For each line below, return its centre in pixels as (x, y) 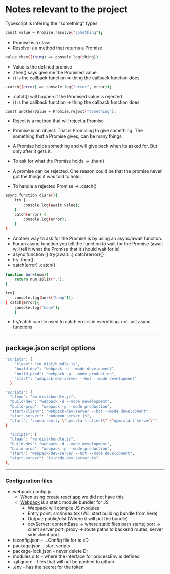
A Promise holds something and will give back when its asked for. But (85, 146)
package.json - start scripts (41, 545)
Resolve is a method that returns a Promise (57, 48)
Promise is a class (31, 42)
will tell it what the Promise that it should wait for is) (66, 249)
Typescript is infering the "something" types (51, 23)
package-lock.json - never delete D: (50, 551)
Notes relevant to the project (67, 9)
